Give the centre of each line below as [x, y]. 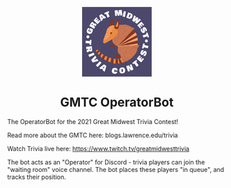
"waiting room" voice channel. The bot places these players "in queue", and [116, 169]
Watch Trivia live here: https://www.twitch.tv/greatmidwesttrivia [98, 148]
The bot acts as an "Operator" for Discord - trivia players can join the [106, 162]
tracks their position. [37, 177]
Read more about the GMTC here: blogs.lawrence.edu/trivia [93, 135]
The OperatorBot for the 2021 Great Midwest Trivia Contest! [93, 121]
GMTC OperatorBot [117, 103]
